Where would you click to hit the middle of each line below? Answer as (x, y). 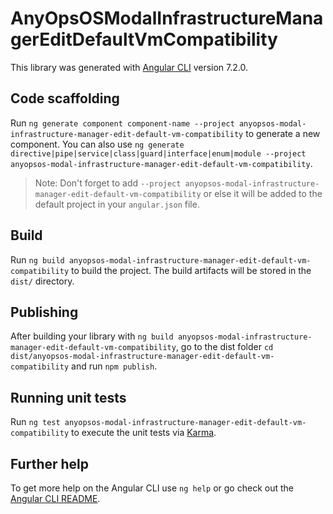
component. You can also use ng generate (97, 144)
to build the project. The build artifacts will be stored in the (191, 270)
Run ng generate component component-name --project (122, 123)
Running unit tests (68, 397)
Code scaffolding (65, 98)
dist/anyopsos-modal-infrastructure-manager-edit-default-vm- (142, 357)
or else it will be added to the (263, 193)
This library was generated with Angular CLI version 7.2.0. (129, 67)
